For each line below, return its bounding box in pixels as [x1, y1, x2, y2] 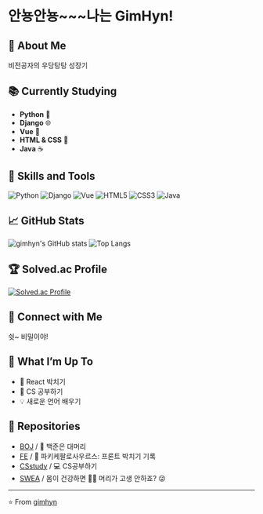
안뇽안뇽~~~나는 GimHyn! [8, 7, 174, 25]
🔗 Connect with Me [8, 310, 103, 323]
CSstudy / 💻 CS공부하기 [19, 461, 98, 471]
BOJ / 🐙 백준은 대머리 [19, 441, 86, 451]
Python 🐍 [19, 109, 51, 118]
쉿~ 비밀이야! [8, 332, 49, 341]
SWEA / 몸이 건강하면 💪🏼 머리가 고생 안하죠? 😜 [19, 473, 166, 483]
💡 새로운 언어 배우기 [19, 396, 81, 406]
